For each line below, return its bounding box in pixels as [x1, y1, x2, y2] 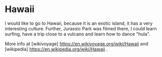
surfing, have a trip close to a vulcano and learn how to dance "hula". [5, 31, 150, 37]
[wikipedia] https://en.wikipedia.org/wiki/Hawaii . [5, 46, 108, 52]
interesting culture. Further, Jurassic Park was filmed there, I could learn [5, 25, 157, 31]
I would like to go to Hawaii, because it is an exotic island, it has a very [5, 20, 153, 26]
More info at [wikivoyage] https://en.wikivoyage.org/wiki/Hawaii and [5, 40, 149, 46]
